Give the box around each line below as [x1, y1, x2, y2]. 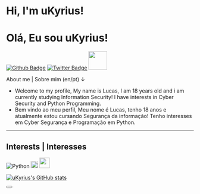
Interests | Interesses [6, 141, 87, 152]
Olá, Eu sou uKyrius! [6, 31, 108, 45]
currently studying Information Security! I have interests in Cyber [14, 94, 174, 101]
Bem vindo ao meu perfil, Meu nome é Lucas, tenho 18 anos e [14, 106, 167, 113]
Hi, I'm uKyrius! [6, 4, 85, 18]
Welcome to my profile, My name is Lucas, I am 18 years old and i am [14, 87, 185, 94]
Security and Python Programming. [14, 100, 101, 107]
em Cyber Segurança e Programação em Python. [14, 119, 136, 126]
